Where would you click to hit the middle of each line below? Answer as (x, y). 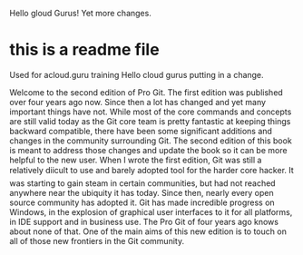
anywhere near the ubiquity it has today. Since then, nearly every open (142, 192)
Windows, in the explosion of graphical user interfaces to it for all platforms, (151, 211)
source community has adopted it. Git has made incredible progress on (142, 202)
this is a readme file (85, 50)
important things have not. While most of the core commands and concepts (151, 112)
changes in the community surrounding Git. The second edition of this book (151, 141)
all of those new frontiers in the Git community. (97, 240)
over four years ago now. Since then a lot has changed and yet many (137, 102)
